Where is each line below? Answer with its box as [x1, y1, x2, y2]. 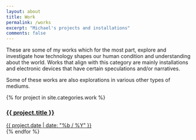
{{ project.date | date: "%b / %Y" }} [6, 122, 92, 129]
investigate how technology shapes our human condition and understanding [6, 53, 191, 60]
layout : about [6, 8, 41, 15]
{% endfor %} [6, 128, 40, 135]
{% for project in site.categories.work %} [6, 94, 106, 101]
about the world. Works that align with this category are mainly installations [6, 59, 188, 66]
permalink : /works [6, 19, 51, 25]
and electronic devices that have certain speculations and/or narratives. [6, 65, 181, 72]
